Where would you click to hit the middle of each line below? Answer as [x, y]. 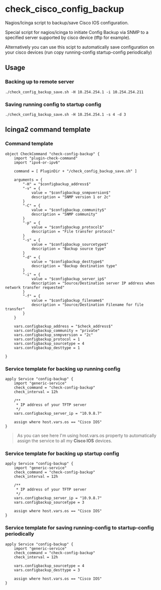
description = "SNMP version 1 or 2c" [71, 197]
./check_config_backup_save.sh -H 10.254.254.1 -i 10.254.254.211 [74, 92]
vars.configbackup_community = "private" [57, 330]
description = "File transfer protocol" [73, 231]
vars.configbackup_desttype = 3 [47, 570]
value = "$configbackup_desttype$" [68, 262]
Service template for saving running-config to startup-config [80, 528]
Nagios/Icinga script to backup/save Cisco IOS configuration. [67, 23]
